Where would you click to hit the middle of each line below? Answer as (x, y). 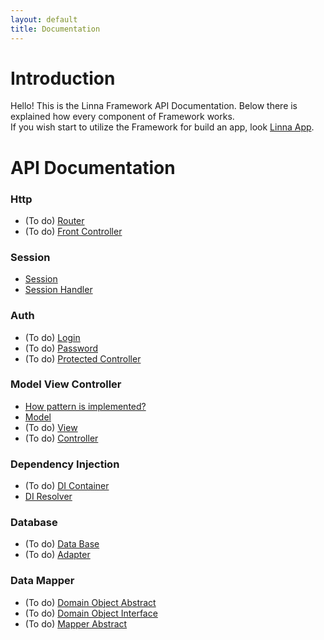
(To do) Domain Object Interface (91, 613)
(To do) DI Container (67, 486)
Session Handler (58, 290)
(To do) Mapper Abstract (76, 623)
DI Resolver (48, 497)
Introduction (63, 78)
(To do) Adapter (57, 555)
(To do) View (51, 427)
